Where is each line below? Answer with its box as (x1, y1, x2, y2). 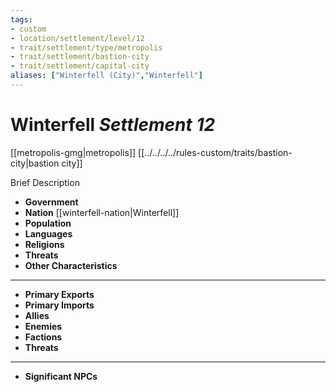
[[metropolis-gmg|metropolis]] (10, 146, 137, 158)
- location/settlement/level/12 (10, 33, 145, 43)
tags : (10, 14, 33, 25)
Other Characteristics (24, 259, 118, 271)
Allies (24, 309, 50, 321)
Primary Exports (24, 288, 95, 300)
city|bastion (10, 157, 60, 169)
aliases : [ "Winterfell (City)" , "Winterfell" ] (10, 71, 203, 81)
